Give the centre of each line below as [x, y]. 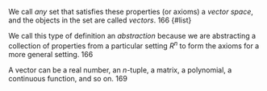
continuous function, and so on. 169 [68, 78]
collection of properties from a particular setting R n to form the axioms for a [134, 45]
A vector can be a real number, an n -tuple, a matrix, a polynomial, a [120, 70]
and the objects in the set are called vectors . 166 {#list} [100, 20]
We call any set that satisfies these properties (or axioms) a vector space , [131, 12]
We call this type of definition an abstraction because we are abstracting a [132, 36]
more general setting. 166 [51, 54]
